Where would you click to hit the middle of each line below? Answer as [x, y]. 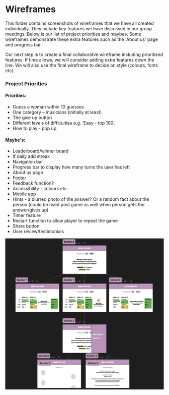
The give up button [32, 118]
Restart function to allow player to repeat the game [65, 221]
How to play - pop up [34, 128]
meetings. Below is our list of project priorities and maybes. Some [73, 34]
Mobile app [24, 194]
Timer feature [27, 215]
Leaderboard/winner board [40, 151]
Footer [19, 178]
